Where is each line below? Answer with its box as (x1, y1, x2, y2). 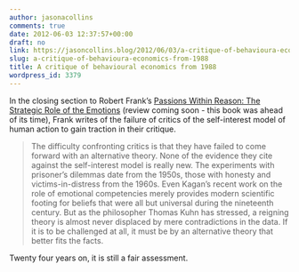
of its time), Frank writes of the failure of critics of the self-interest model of (9, 114, 287, 124)
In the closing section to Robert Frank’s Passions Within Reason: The (9, 95, 261, 106)
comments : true (9, 21, 66, 30)
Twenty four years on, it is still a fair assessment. (9, 252, 189, 263)
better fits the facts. (30, 235, 104, 245)
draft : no (9, 37, 46, 47)
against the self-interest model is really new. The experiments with (30, 159, 275, 170)
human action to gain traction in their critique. (9, 124, 176, 134)
